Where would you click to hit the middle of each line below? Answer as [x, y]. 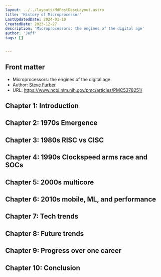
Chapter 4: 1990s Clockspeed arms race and [76, 157]
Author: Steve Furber [34, 85]
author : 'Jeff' [21, 33]
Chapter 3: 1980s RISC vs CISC [55, 140]
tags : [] [14, 38]
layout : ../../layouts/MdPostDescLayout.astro [55, 10]
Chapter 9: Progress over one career [63, 251]
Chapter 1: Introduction [42, 106]
